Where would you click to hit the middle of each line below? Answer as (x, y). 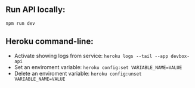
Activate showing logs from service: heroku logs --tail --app (91, 56)
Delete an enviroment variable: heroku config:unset (78, 73)
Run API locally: (35, 10)
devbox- (180, 56)
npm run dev (20, 23)
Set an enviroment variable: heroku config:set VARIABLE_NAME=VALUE (98, 67)
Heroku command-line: (49, 42)
